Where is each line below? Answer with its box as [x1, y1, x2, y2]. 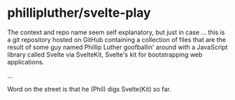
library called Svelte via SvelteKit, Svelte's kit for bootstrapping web [7, 50, 203, 59]
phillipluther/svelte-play [7, 5, 152, 21]
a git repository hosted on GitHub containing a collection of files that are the [7, 35, 226, 43]
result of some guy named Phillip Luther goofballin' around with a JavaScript [7, 43, 228, 51]
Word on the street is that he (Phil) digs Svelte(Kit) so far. [7, 85, 171, 93]
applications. [7, 57, 44, 66]
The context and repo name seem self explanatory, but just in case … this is [7, 28, 225, 36]
